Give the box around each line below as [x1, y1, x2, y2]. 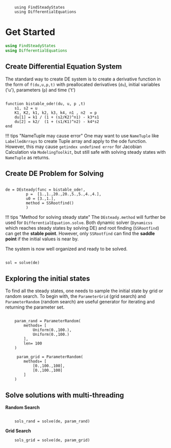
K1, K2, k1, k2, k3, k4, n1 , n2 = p [14, 110, 97, 115]
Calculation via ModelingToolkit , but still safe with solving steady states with [5, 149, 166, 155]
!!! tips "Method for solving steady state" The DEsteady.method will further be [5, 214, 166, 220]
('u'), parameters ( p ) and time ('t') [5, 87, 76, 93]
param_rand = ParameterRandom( [14, 318, 81, 324]
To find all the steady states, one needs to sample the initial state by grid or [5, 288, 163, 294]
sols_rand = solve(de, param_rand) [14, 418, 90, 424]
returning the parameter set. [5, 304, 65, 310]
